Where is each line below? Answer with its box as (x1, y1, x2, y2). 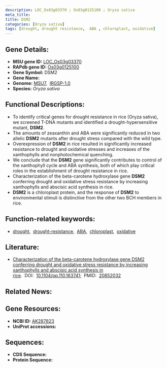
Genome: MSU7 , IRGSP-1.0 (12, 80, 71, 86)
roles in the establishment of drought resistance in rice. (12, 168, 128, 174)
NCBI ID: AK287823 (12, 318, 54, 324)
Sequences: (5, 338, 44, 347)
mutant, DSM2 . (12, 124, 45, 130)
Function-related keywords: (5, 215, 95, 223)
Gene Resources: (5, 305, 61, 313)
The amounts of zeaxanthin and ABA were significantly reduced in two (12, 130, 160, 136)
